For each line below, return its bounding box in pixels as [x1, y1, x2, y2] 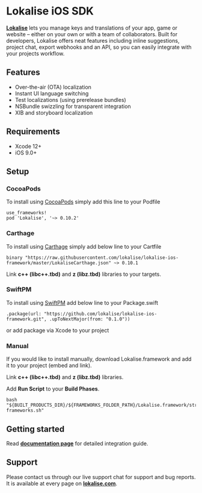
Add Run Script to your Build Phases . [6, 385, 100, 393]
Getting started [6, 424, 65, 434]
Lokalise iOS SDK [6, 4, 94, 18]
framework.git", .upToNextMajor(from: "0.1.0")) [6, 316, 130, 322]
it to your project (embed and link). [6, 362, 92, 369]
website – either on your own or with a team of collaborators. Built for [6, 30, 178, 37]
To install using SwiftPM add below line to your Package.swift [6, 299, 158, 306]
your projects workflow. [6, 49, 65, 57]
